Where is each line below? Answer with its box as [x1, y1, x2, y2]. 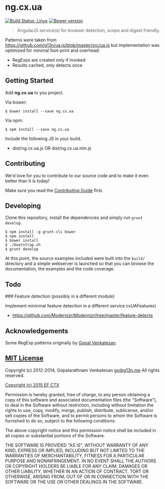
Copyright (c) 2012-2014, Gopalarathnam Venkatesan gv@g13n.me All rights [5, 367, 160, 373]
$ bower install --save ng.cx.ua [5, 109, 74, 113]
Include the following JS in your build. [5, 135, 82, 142]
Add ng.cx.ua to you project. [5, 89, 64, 95]
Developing [5, 201, 41, 210]
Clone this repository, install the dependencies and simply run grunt [5, 215, 143, 221]
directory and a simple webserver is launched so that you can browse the [5, 261, 154, 266]
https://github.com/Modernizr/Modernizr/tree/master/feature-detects [12, 312, 153, 318]
